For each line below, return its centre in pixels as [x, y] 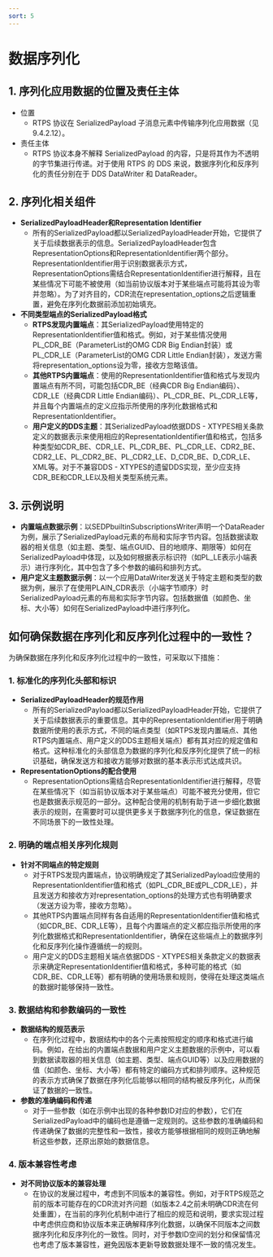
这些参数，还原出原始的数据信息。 [97, 1141]
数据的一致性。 [72, 1090]
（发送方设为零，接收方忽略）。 [84, 905]
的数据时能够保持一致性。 [75, 987]
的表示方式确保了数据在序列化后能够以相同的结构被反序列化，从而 [143, 1079]
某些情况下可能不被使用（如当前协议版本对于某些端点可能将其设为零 [146, 284]
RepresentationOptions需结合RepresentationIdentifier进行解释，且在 [147, 274]
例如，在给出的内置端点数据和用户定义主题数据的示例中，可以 [150, 1049]
